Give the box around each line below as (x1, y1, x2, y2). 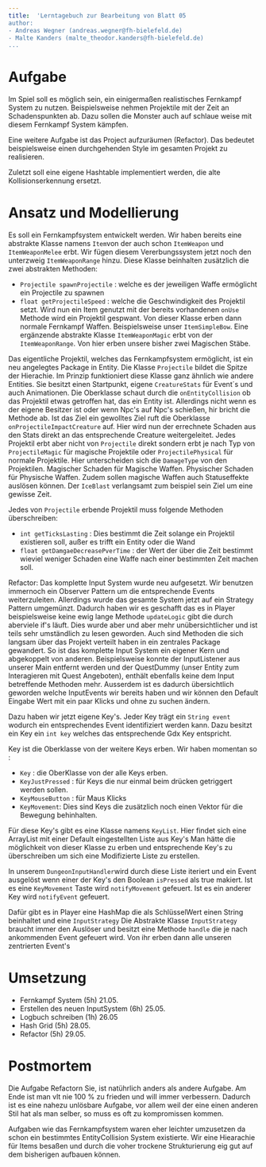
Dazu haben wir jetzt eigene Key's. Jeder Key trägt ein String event (8, 712, 231, 721)
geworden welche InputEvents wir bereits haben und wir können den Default (8, 688, 259, 697)
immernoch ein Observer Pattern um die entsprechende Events (8, 587, 215, 596)
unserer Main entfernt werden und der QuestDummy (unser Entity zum (8, 662, 240, 673)
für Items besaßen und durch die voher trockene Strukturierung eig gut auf (8, 1142, 253, 1150)
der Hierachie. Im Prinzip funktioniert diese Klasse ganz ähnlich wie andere (8, 371, 254, 381)
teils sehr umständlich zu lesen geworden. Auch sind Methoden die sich (8, 629, 244, 638)
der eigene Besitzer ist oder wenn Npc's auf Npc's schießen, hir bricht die (8, 405, 251, 415)
